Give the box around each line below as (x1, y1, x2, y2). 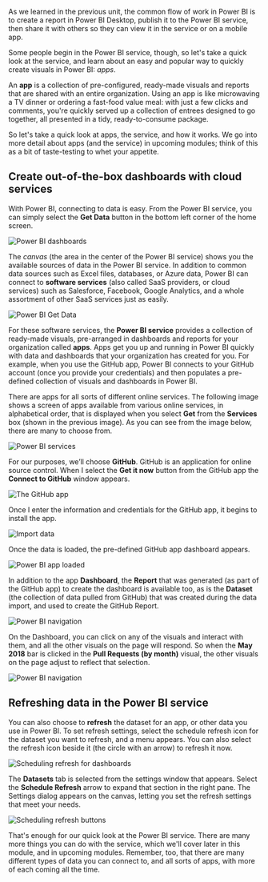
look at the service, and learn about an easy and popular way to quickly (8, 56, 244, 66)
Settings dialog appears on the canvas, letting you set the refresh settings (8, 791, 252, 800)
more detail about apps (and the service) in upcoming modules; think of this (8, 138, 258, 147)
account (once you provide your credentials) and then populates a (8, 367, 226, 377)
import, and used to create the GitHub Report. (8, 600, 159, 611)
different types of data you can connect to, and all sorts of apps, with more (8, 856, 256, 865)
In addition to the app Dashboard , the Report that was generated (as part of (8, 575, 259, 585)
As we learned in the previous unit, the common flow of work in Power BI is (8, 7, 256, 16)
